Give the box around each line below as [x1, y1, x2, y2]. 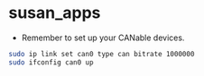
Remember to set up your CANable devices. [21, 32, 185, 43]
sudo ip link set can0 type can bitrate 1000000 [8, 49, 195, 58]
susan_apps [8, 3, 101, 23]
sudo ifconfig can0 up [8, 57, 94, 67]
